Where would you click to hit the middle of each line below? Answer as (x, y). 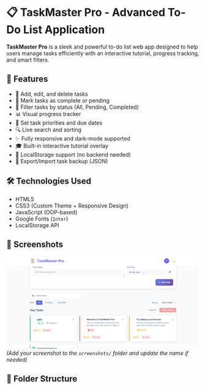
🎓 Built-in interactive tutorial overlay (62, 146)
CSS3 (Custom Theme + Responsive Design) (72, 205)
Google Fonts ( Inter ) (42, 219)
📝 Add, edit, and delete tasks (51, 94)
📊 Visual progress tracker (48, 114)
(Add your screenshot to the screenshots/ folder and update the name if (97, 353)
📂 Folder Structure (42, 379)
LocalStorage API (37, 225)
